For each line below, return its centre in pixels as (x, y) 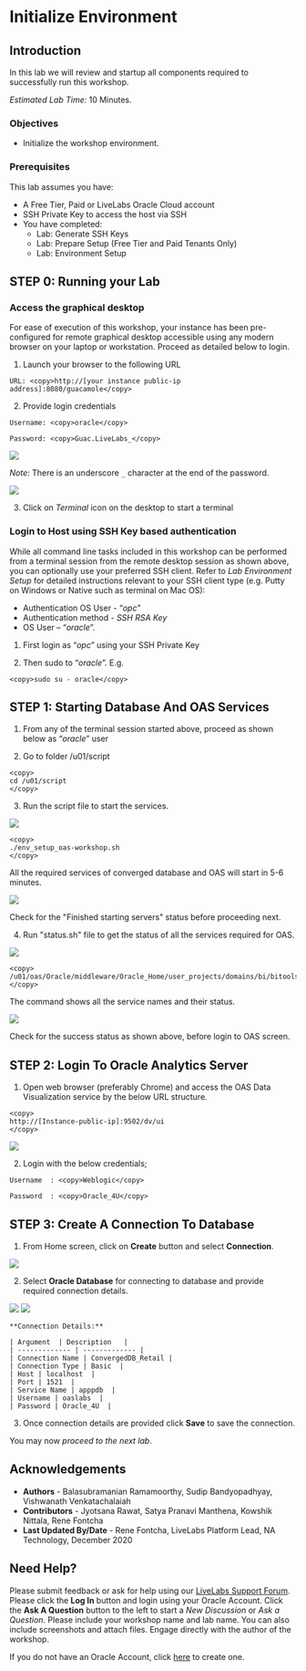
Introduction (46, 51)
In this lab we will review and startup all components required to (129, 72)
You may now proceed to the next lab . (81, 1441)
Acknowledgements (68, 1470)
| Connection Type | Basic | (67, 1366)
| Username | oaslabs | (56, 1398)
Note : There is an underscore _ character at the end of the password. (139, 473)
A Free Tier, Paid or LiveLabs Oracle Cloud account (119, 204)
